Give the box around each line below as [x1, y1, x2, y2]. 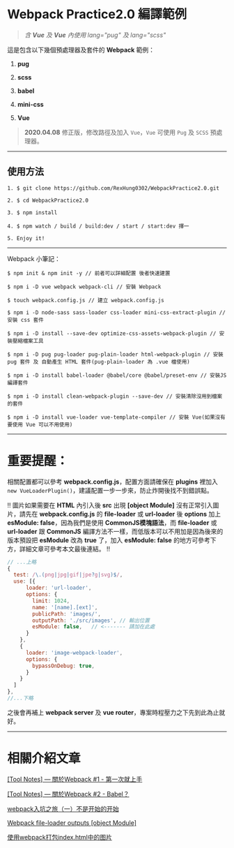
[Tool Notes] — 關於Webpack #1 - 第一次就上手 [7, 775, 143, 783]
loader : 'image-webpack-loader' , [25, 649, 123, 656]
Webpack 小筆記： [7, 254, 61, 262]
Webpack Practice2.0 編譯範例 [7, 6, 187, 22]
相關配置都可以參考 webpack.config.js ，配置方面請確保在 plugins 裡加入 [7, 477, 218, 486]
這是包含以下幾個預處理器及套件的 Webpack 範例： [7, 45, 155, 54]
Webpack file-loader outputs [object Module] [7, 818, 137, 827]
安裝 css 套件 [7, 316, 44, 323]
